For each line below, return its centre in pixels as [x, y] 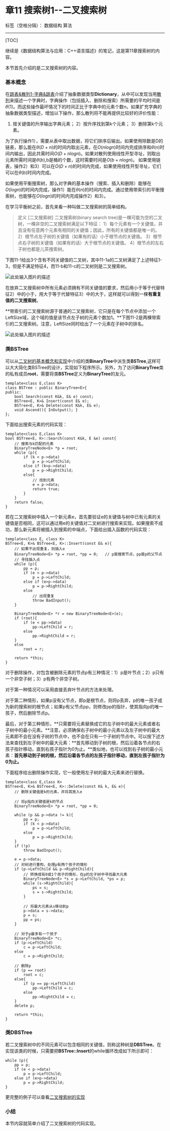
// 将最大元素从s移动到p [46, 906]
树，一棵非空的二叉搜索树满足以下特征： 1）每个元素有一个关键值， [88, 224]
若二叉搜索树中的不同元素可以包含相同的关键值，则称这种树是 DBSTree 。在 [83, 1044]
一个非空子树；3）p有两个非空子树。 [44, 678]
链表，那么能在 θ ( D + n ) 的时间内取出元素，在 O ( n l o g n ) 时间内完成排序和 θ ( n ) [83, 147]
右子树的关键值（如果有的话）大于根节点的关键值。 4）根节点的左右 [93, 243]
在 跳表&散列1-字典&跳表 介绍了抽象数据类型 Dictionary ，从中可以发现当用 [81, 94]
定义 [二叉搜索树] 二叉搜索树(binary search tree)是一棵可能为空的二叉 [90, 218]
